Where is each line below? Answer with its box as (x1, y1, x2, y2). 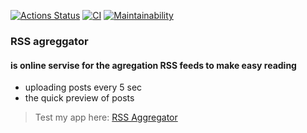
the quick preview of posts (24, 92, 135, 104)
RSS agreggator (10, 34, 89, 48)
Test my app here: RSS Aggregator (34, 111, 178, 124)
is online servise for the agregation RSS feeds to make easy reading (10, 59, 297, 71)
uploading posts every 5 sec (24, 81, 143, 94)
